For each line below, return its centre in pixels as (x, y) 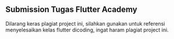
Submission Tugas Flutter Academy (72, 10)
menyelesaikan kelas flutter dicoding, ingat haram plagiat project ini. (87, 30)
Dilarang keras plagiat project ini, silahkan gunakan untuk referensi (85, 23)
